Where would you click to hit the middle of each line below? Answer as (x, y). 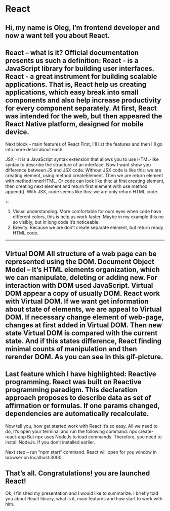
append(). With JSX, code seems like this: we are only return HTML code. (82, 192)
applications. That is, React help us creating (76, 84)
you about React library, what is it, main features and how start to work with (84, 499)
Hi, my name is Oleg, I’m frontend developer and (83, 28)
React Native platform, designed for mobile (74, 124)
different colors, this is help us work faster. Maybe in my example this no (88, 217)
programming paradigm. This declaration (71, 390)
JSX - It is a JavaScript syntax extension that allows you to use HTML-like (82, 159)
